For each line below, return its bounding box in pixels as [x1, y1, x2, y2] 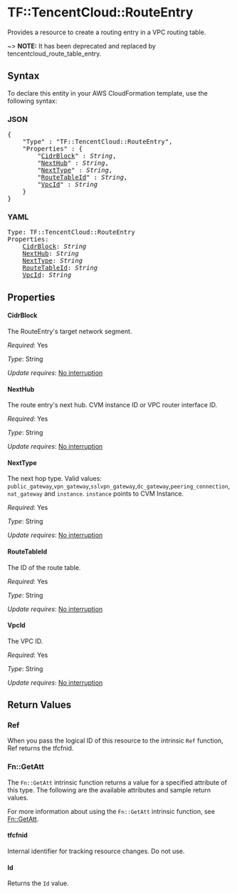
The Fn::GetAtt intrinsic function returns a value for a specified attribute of [7, 778, 228, 787]
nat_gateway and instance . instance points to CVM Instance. [7, 489, 184, 498]
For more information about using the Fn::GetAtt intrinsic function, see [7, 807, 216, 815]
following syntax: [7, 96, 58, 105]
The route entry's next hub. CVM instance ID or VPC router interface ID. [7, 401, 218, 409]
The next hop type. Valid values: [7, 474, 102, 483]
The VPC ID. [7, 636, 43, 645]
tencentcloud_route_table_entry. [7, 49, 102, 58]
